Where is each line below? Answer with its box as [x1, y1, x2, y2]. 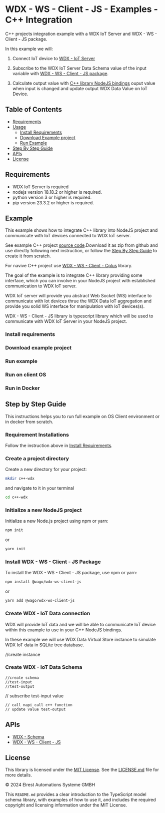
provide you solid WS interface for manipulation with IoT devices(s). [5, 303, 145, 309]
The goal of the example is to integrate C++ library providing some [5, 272, 142, 278]
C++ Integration [5, 14, 72, 26]
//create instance [5, 651, 40, 657]
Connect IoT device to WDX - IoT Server [12, 55, 95, 61]
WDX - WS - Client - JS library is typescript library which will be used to [5, 313, 153, 319]
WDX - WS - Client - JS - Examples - [5, 4, 158, 15]
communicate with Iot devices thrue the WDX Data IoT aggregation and [5, 298, 151, 304]
